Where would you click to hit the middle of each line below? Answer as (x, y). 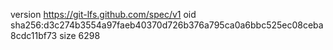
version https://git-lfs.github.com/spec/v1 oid (103, 14)
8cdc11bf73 (34, 35)
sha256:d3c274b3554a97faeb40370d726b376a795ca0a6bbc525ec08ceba (167, 25)
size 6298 (80, 35)
